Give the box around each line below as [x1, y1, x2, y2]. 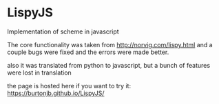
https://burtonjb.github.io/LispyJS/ [7, 89, 105, 97]
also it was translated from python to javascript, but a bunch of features [7, 61, 211, 69]
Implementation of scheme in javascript [7, 27, 119, 36]
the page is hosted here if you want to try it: [7, 81, 132, 90]
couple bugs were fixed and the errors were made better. [7, 48, 169, 56]
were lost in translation [7, 68, 72, 77]
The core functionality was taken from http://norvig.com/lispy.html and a [7, 40, 213, 49]
